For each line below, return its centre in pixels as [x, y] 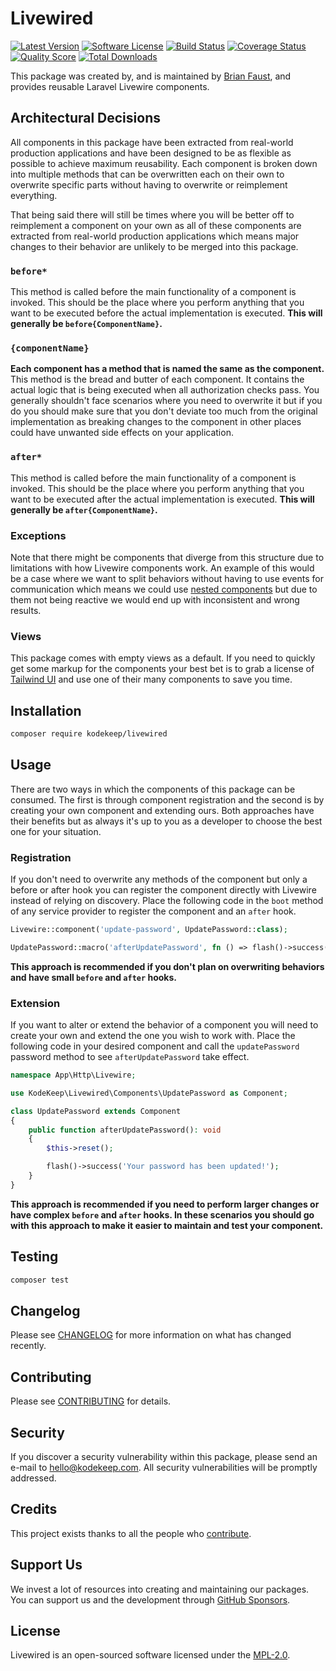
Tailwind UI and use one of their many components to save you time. [151, 679]
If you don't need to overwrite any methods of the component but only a [159, 879]
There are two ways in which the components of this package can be [153, 789]
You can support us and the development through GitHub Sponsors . [150, 1599]
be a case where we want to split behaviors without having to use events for [167, 578]
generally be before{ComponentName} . [86, 324]
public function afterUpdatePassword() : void [125, 1130]
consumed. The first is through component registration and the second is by [167, 799]
